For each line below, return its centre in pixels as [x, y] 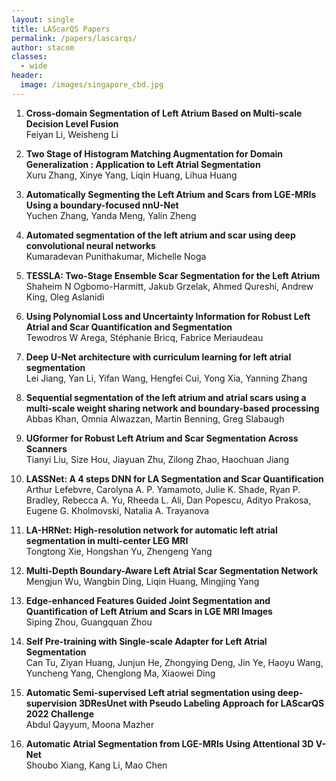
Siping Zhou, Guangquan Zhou [89, 622]
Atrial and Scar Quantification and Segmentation [129, 327]
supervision [51, 703]
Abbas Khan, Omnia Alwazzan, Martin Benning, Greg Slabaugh [155, 418]
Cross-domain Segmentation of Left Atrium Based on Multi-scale [164, 113]
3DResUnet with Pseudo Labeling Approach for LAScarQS [201, 703]
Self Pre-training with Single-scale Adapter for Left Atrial [146, 641]
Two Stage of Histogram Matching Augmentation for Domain [154, 153]
